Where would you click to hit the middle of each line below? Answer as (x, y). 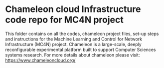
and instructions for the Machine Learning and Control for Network (74, 39)
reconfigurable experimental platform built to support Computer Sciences (81, 49)
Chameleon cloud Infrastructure (73, 9)
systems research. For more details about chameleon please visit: (73, 55)
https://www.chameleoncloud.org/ (40, 60)
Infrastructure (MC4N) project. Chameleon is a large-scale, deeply (74, 44)
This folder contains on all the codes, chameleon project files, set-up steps (82, 33)
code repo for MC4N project (64, 20)
